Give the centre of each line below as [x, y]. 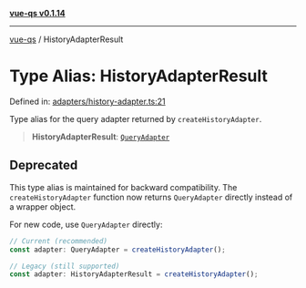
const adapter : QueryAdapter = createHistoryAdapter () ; [117, 250]
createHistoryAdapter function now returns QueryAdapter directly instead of [151, 197]
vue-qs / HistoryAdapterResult [66, 39]
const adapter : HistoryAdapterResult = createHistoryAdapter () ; [134, 274]
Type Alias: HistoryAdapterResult [139, 76]
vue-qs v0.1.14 [37, 13]
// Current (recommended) [58, 241]
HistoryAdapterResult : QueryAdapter [101, 137]
